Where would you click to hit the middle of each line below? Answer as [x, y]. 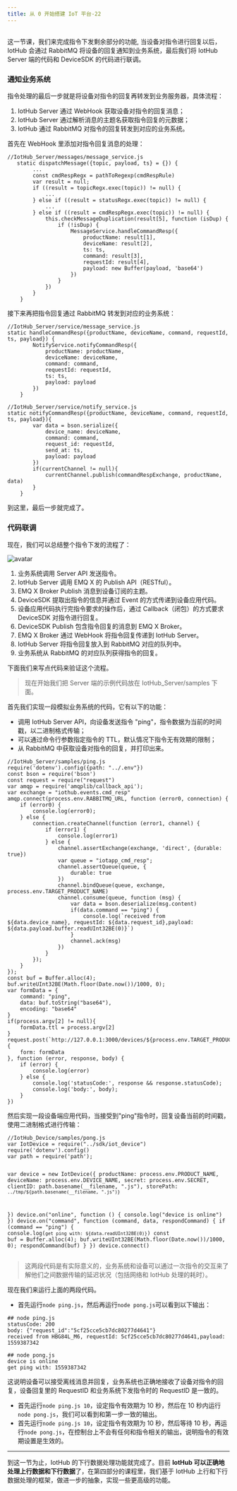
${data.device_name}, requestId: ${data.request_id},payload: [101, 922]
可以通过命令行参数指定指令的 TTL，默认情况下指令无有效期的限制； [117, 739]
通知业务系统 [29, 79]
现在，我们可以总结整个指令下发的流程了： [69, 544]
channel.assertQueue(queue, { [102, 866]
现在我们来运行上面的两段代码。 [54, 1290]
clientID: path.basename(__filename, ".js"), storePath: [93, 1186]
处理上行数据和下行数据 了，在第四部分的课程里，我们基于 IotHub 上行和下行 [117, 1471]
